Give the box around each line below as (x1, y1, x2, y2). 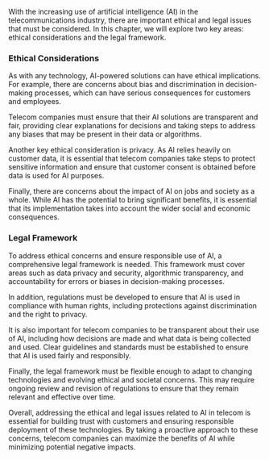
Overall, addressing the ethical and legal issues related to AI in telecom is (8, 408, 251, 417)
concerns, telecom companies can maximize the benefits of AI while (8, 433, 235, 443)
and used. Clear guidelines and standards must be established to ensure (8, 342, 249, 352)
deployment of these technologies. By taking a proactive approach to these (8, 424, 259, 434)
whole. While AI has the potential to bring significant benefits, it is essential (8, 195, 258, 205)
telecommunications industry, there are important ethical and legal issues (8, 15, 252, 25)
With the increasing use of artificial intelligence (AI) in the (8, 7, 199, 16)
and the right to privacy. (8, 309, 88, 319)
